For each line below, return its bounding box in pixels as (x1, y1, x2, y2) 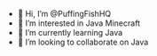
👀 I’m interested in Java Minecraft (17, 18, 140, 28)
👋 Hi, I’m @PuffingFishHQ (17, 9, 112, 19)
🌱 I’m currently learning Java (17, 28, 123, 37)
